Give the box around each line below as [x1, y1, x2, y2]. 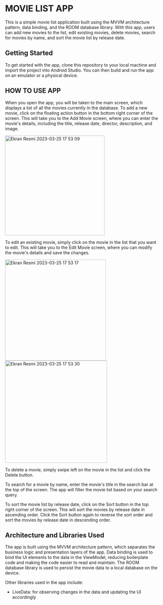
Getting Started [5, 49, 53, 57]
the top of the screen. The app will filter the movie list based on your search [5, 486, 158, 492]
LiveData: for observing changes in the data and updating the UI [12, 589, 142, 595]
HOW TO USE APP [5, 87, 61, 95]
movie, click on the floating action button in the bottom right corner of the [5, 110, 153, 116]
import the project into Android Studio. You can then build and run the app [5, 67, 154, 73]
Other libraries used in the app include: [5, 580, 83, 585]
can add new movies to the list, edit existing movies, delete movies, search [5, 29, 156, 35]
